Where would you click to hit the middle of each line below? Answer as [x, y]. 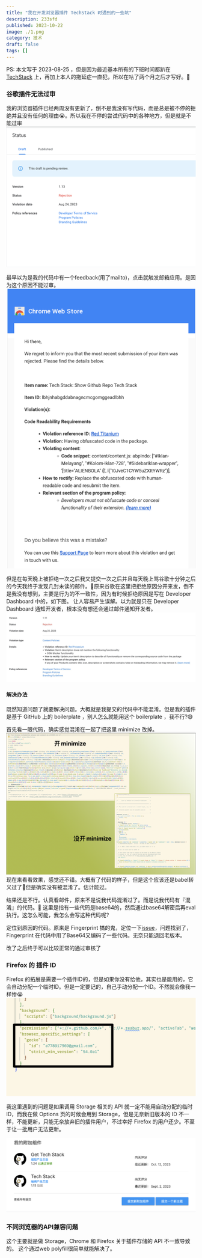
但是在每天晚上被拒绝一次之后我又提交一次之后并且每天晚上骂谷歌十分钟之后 [101, 579]
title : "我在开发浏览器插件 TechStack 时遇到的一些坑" [69, 13]
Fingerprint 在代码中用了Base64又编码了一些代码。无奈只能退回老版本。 [96, 935]
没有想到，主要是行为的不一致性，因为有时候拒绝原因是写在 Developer [104, 594]
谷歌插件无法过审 [31, 94]
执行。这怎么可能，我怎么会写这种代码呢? [58, 915]
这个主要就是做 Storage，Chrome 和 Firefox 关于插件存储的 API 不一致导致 [98, 1241]
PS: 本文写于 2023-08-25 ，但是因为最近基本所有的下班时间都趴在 [89, 69]
